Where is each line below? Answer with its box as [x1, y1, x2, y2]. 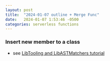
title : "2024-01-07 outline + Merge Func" [5, 12, 100, 17]
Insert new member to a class [5, 39, 80, 46]
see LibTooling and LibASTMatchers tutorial [12, 50, 105, 56]
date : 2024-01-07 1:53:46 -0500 [5, 17, 79, 22]
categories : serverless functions [5, 21, 79, 27]
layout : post [5, 7, 33, 13]
